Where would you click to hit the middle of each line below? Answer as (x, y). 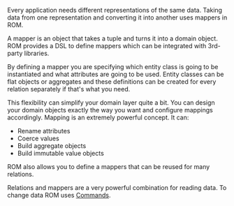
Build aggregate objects (52, 146)
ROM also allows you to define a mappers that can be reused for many (109, 167)
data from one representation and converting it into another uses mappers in (117, 17)
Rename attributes (44, 131)
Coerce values (38, 138)
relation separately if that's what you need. (69, 89)
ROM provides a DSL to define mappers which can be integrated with (107, 46)
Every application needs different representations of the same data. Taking (115, 10)
